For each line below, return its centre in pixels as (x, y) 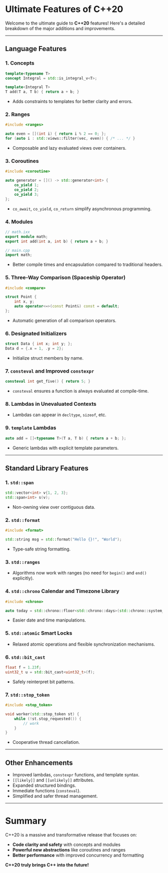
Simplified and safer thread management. (55, 796)
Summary (26, 821)
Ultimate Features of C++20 (64, 9)
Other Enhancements (39, 763)
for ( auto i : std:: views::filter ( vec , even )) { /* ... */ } (70, 139)
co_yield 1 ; (26, 185)
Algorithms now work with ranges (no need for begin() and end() (79, 573)
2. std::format (23, 520)
